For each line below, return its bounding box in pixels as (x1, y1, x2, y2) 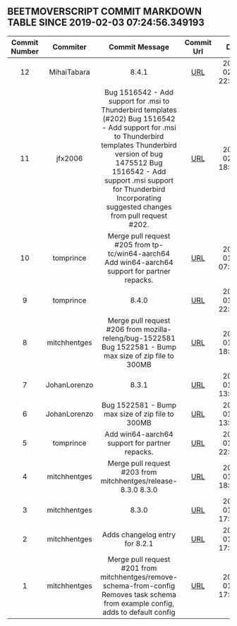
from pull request (110, 211, 168, 221)
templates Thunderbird (101, 140, 178, 150)
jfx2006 (56, 153, 83, 163)
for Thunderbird (112, 184, 166, 194)
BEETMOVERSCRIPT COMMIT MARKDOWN (7, 6, 202, 18)
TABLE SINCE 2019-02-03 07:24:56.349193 (7, 17, 205, 29)
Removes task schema (102, 589, 176, 599)
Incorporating (116, 193, 162, 203)
